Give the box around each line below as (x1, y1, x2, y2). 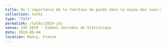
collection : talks (5, 12, 43, 17)
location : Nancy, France (5, 35, 56, 40)
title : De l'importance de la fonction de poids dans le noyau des (5, 7, 147, 12)
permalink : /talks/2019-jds (5, 21, 63, 26)
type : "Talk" (5, 16, 32, 21)
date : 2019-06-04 (5, 30, 41, 35)
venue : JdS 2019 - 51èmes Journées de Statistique (5, 25, 112, 30)
